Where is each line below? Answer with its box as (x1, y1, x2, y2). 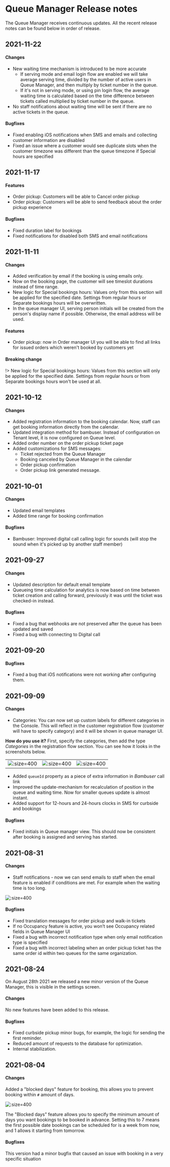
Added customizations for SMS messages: (12, 445, 102, 452)
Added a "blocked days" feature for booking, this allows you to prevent (5, 1086, 154, 1092)
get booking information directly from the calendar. (12, 424, 119, 430)
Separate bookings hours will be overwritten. (12, 300, 107, 306)
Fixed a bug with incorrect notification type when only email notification (12, 934, 163, 940)
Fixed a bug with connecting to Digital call (12, 631, 100, 637)
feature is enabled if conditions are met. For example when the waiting (12, 879, 160, 885)
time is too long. (12, 885, 47, 891)
